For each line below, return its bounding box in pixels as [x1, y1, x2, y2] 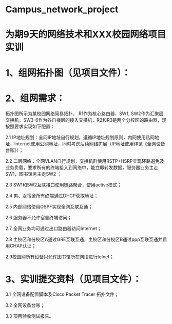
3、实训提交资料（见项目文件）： [5, 273, 142, 285]
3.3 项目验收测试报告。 [5, 313, 54, 319]
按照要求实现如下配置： [5, 123, 55, 129]
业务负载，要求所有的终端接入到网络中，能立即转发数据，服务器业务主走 [5, 164, 158, 170]
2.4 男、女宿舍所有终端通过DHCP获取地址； [5, 193, 99, 199]
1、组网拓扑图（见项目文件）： [5, 67, 131, 79]
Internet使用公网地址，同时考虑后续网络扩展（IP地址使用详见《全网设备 [14, 140, 165, 147]
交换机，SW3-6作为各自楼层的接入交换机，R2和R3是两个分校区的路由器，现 [5, 117, 167, 123]
